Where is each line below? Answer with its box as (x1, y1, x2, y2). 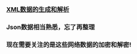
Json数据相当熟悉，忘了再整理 (6, 23, 95, 31)
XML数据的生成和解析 (6, 5, 70, 13)
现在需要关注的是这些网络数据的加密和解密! (6, 40, 132, 49)
